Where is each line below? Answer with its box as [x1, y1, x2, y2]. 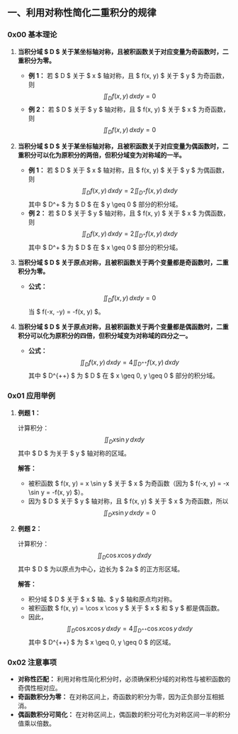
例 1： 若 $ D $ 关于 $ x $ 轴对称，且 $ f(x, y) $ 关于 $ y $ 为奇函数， [28, 71, 229, 80]
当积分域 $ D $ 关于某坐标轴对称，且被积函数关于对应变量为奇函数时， [17, 47, 223, 55]
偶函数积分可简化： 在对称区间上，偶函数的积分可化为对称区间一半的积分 [17, 711, 231, 719]
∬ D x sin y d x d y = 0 [103, 508, 157, 518]
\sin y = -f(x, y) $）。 [28, 488, 87, 496]
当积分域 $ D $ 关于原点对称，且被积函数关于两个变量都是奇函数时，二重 [17, 258, 229, 266]
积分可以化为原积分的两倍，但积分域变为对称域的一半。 [23, 151, 186, 160]
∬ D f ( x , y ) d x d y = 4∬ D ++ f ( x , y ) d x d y [79, 358, 179, 368]
